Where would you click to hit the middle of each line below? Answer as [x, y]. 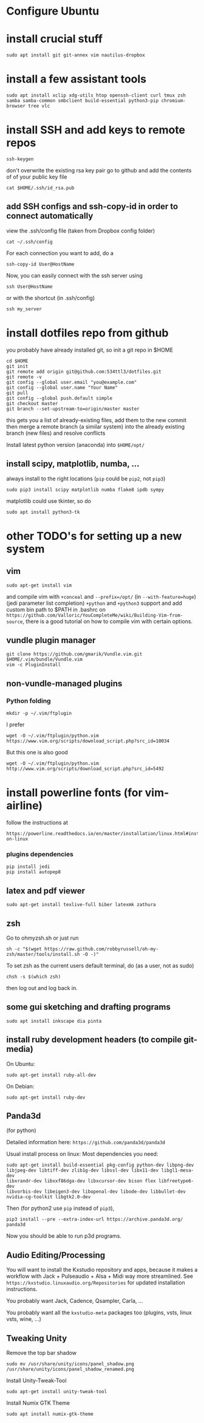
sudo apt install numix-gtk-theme [50, 1414]
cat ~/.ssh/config [29, 242]
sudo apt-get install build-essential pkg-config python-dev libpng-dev [100, 1165]
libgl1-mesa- [178, 1170]
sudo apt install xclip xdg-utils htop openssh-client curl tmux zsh [96, 95]
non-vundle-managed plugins [64, 684]
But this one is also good [37, 752]
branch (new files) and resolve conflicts [56, 433]
